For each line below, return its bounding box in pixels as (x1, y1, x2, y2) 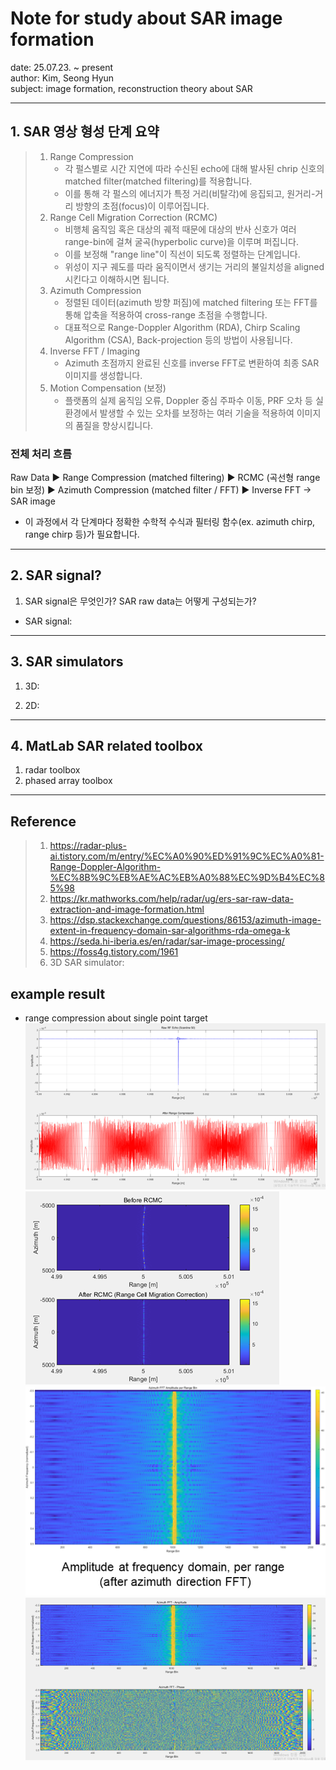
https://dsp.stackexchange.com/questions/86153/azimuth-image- (49, 914, 322, 926)
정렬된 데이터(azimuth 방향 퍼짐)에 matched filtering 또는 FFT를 (64, 296, 318, 308)
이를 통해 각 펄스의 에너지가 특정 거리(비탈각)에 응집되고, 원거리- (64, 187, 316, 199)
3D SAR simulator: (49, 957, 125, 969)
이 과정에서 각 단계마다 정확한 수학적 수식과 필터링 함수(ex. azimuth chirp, (24, 516, 316, 528)
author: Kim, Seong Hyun (10, 72, 115, 84)
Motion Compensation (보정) (49, 382, 167, 394)
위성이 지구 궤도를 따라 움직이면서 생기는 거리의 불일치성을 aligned (64, 260, 325, 272)
